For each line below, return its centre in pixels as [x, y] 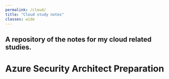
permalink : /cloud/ [26, 10]
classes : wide [20, 19]
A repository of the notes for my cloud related [78, 39]
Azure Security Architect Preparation [85, 68]
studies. [18, 47]
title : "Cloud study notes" [35, 14]
